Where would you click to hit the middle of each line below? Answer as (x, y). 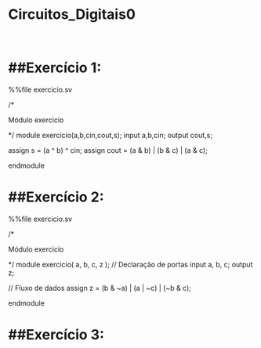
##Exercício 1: (55, 68)
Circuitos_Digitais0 (72, 14)
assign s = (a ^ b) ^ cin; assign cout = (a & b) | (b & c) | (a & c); (108, 150)
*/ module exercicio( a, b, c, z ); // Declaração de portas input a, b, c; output (130, 264)
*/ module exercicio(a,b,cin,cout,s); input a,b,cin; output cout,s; (111, 135)
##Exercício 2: (56, 197)
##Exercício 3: (56, 335)
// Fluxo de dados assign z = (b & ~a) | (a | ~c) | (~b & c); (100, 288)
